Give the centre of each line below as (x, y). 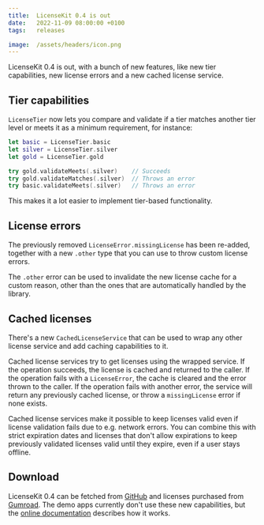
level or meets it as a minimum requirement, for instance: (100, 128)
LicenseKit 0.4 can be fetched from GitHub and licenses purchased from (126, 496)
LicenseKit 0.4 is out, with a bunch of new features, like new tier (112, 67)
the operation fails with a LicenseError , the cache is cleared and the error (127, 378)
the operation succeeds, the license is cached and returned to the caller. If (129, 369)
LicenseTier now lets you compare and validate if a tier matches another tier (132, 119)
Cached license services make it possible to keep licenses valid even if (123, 418)
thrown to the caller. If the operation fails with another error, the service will (130, 386)
